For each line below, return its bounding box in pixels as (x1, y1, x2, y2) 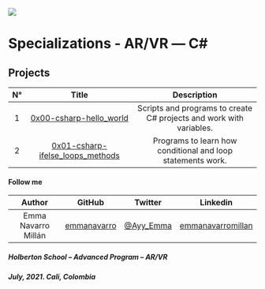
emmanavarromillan (179, 220, 253, 231)
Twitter (134, 197, 162, 208)
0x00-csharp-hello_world (30, 113, 129, 123)
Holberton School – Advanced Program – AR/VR (8, 252, 168, 261)
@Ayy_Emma (124, 220, 172, 231)
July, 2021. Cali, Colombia (8, 272, 96, 282)
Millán (23, 230, 46, 241)
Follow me (8, 177, 43, 186)
